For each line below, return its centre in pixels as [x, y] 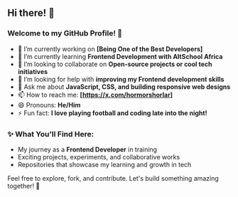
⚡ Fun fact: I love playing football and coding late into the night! [112, 113]
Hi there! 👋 [31, 13]
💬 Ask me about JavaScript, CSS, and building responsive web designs [124, 87]
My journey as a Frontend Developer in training [87, 149]
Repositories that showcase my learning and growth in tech [104, 164]
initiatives [33, 71]
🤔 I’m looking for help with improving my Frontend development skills [121, 79]
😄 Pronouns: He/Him [49, 105]
